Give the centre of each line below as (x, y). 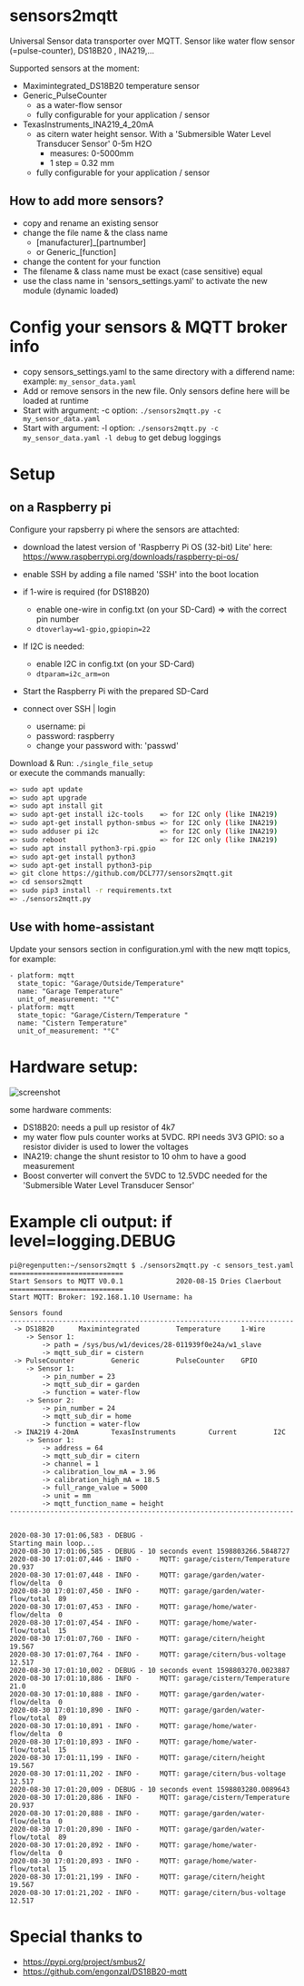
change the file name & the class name (95, 232)
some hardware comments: (60, 1109)
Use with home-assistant (82, 927)
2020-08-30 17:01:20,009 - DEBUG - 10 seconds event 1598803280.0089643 (150, 1789)
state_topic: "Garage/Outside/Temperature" (101, 983)
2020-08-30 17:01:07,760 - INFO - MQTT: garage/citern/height (137, 1638)
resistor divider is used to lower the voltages (105, 1146)
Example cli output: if (91, 1221)
